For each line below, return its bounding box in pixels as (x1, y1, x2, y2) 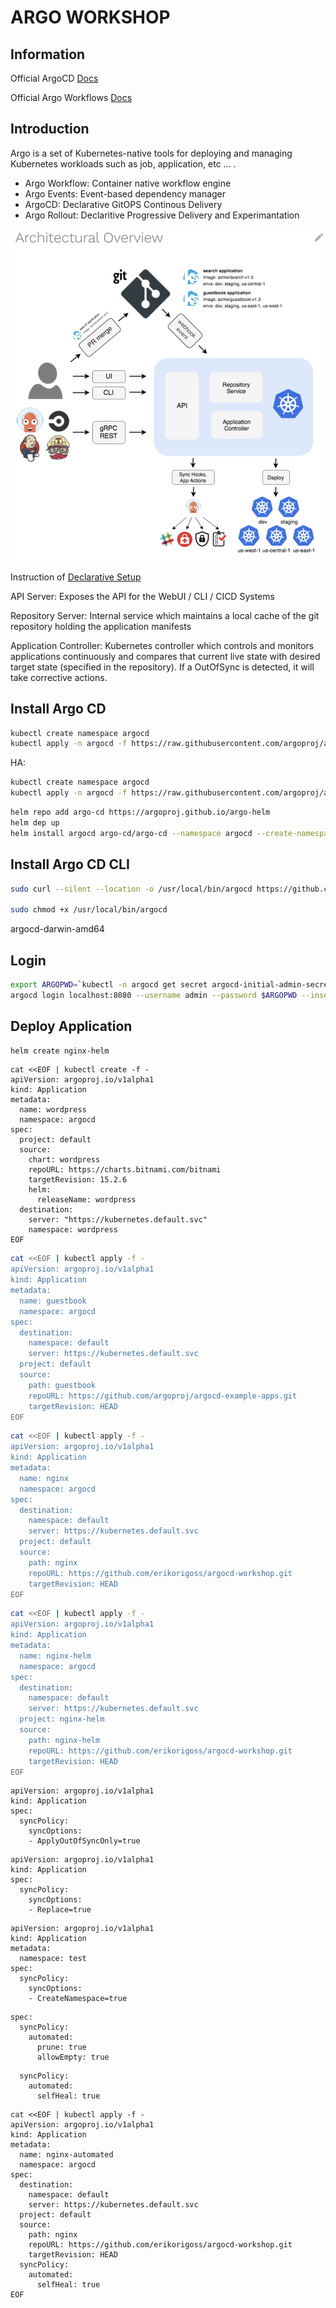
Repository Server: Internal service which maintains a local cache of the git (10, 609, 320, 621)
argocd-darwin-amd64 (10, 923, 105, 935)
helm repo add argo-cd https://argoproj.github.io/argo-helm (10, 807, 271, 818)
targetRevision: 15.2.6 (28, 1175, 128, 1185)
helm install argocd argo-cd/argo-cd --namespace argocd (10, 828, 253, 838)
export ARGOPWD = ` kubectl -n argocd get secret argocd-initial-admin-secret (10, 979, 333, 990)
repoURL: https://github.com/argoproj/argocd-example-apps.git (28, 1391, 298, 1401)
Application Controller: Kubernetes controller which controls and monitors (10, 639, 315, 651)
